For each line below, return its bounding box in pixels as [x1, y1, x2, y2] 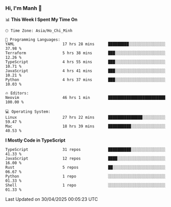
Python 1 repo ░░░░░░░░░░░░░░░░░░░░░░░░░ [5, 174, 166, 179]
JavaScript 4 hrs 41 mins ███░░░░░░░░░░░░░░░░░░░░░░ [5, 68, 166, 73]
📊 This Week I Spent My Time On [5, 16, 78, 22]
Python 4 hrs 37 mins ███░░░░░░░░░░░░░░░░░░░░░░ [5, 77, 166, 83]
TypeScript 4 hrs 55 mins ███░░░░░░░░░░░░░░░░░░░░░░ [5, 60, 166, 65]
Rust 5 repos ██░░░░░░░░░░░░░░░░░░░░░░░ [5, 165, 166, 170]
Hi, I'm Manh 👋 [5, 5, 42, 12]
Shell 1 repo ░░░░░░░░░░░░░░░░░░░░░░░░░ [5, 183, 166, 188]
